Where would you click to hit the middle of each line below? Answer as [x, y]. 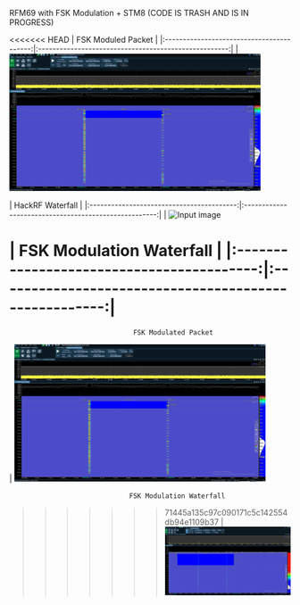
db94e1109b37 [192, 522]
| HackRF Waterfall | [46, 205]
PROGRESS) [32, 22]
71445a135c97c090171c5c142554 [226, 513]
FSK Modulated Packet [173, 333]
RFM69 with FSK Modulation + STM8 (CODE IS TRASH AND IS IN [129, 13]
